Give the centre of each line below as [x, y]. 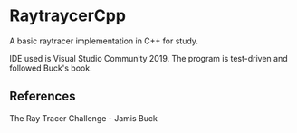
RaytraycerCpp [68, 16]
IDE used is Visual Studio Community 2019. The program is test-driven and [148, 58]
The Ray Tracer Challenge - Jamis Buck [84, 118]
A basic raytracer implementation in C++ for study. [104, 41]
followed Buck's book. [51, 68]
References [43, 96]
